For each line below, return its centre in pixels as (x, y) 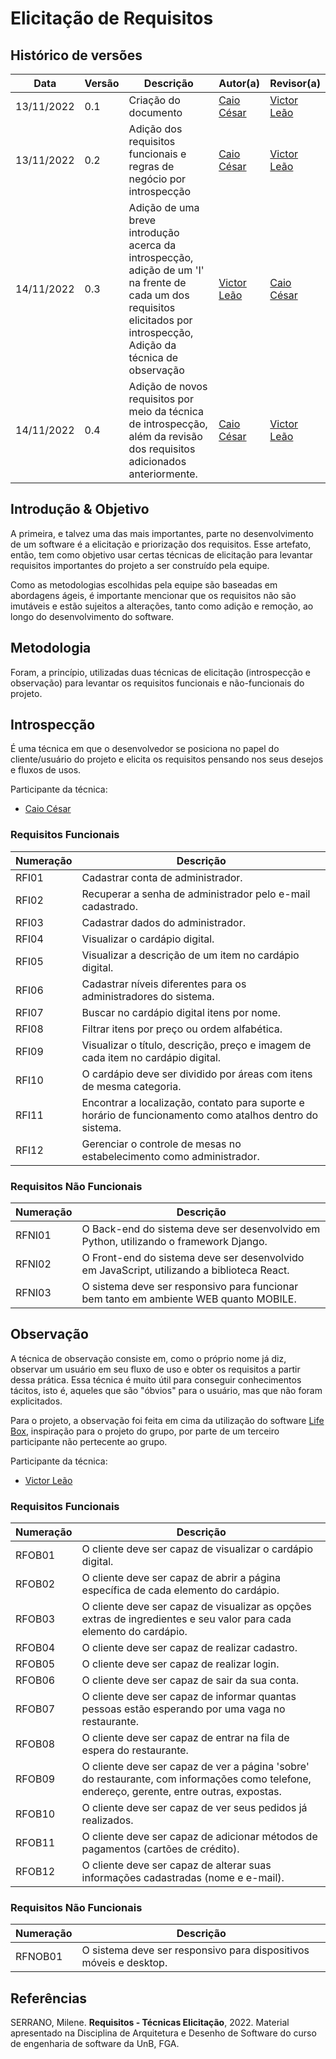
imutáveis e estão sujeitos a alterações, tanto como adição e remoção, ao (162, 606)
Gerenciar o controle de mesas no (161, 1144)
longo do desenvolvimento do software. (92, 616)
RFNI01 (33, 1235)
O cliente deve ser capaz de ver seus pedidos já (194, 1808)
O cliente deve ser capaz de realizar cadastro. (189, 1648)
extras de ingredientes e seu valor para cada (186, 1619)
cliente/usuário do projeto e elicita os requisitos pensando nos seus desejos (167, 759)
